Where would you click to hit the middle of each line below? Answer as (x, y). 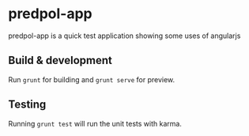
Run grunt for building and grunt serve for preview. (92, 79)
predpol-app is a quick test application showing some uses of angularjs (124, 36)
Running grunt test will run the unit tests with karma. (95, 123)
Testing (27, 105)
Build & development (60, 60)
